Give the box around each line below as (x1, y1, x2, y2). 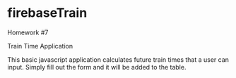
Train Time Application (7, 41, 73, 50)
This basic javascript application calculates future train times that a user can (7, 55, 230, 64)
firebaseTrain (7, 5, 88, 21)
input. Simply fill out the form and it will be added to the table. (7, 63, 187, 71)
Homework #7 (7, 28, 49, 37)
